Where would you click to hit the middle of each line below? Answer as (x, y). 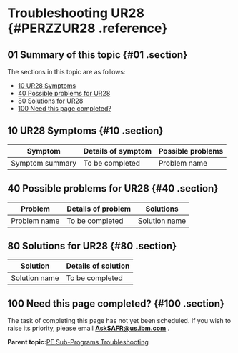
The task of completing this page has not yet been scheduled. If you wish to (119, 321)
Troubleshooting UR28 (76, 13)
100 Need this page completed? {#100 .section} (116, 303)
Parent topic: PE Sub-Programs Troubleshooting (78, 342)
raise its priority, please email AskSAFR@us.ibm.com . (89, 328)
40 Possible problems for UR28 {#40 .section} (113, 188)
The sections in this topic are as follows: (66, 72)
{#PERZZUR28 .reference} (88, 28)
